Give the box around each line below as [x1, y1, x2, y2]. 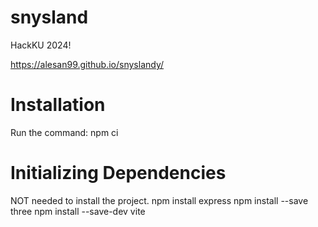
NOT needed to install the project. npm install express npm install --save [10, 194, 309, 206]
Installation [10, 94, 106, 116]
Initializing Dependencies [10, 162, 227, 185]
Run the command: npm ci [10, 126, 119, 138]
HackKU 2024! [10, 39, 72, 51]
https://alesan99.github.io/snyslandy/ [10, 58, 165, 70]
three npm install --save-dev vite [10, 205, 146, 217]
